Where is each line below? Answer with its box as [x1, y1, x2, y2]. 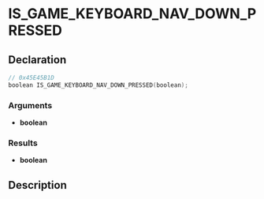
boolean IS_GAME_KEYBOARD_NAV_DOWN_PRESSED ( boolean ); [8, 81, 189, 89]
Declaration [8, 53, 67, 66]
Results [8, 137, 38, 148]
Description [8, 178, 67, 192]
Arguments [8, 99, 53, 111]
